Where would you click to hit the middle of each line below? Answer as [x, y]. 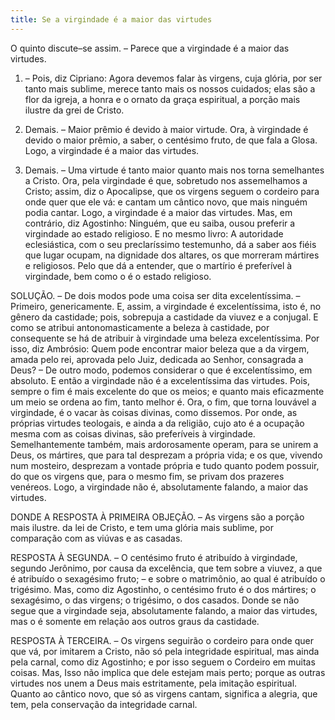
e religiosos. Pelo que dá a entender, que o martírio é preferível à [158, 265]
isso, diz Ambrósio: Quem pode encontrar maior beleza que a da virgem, [160, 348]
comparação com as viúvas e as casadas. [96, 538]
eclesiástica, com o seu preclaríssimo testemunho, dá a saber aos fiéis [170, 244]
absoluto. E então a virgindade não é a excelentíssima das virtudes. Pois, [160, 380]
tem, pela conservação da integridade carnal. [104, 704]
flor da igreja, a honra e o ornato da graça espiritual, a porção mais [162, 99]
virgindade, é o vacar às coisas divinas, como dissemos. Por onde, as [154, 412]
